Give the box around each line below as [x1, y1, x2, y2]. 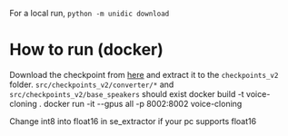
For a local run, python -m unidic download [9, 8, 170, 18]
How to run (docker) [9, 40, 164, 60]
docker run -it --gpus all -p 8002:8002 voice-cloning [44, 98, 243, 109]
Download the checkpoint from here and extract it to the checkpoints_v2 [9, 69, 279, 80]
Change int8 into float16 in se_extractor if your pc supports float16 [9, 115, 257, 126]
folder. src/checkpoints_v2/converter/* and [9, 79, 174, 90]
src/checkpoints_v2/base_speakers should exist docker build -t [9, 88, 244, 99]
